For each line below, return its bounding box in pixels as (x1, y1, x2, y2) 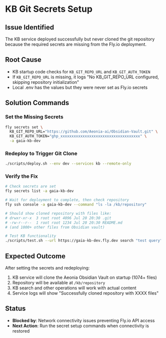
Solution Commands (5, 99, 69, 107)
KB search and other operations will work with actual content (12, 285, 137, 291)
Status (5, 304, 26, 313)
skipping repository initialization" (12, 79, 80, 85)
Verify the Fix (5, 173, 38, 180)
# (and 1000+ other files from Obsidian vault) (5, 225, 105, 230)
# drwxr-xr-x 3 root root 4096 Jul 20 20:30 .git (5, 215, 112, 220)
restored (12, 328, 30, 334)
